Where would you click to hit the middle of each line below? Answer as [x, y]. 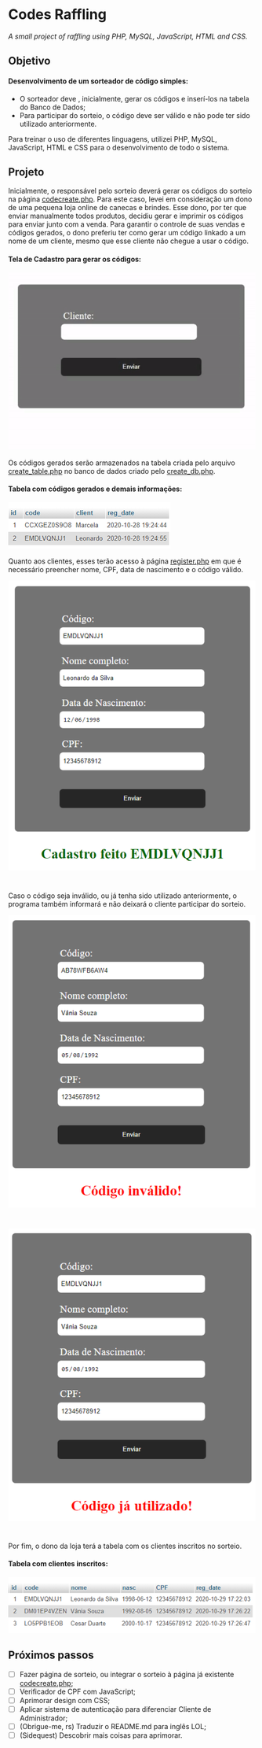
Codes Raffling [58, 15]
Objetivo [29, 61]
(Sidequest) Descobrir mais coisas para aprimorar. [101, 1735]
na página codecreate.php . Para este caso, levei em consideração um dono [130, 199]
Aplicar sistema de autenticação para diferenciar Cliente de [115, 1709]
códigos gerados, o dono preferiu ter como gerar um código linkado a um [127, 233]
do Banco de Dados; [53, 107]
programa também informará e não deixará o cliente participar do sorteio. [127, 904]
